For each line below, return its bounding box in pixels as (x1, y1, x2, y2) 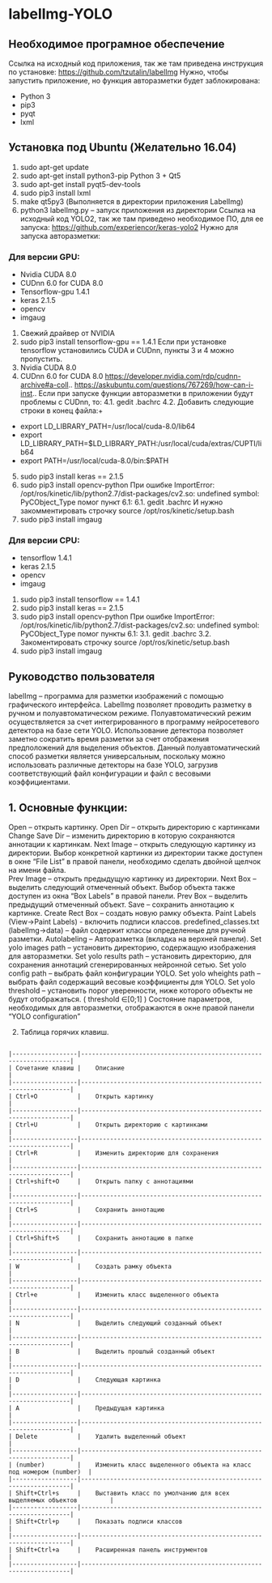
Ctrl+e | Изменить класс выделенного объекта (15, 1291, 219, 1300)
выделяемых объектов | (8, 1496, 114, 1504)
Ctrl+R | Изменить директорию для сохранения (15, 1149, 219, 1158)
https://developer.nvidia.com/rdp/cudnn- (104, 372, 241, 381)
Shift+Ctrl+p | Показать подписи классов (15, 1517, 183, 1526)
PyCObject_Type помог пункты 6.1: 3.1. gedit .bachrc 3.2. (19, 629, 212, 639)
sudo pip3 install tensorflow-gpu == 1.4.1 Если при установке (19, 337, 227, 347)
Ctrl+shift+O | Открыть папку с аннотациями (15, 1177, 194, 1186)
